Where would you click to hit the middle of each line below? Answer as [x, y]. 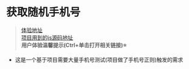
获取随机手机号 [43, 12]
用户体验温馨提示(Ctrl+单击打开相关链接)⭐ [74, 45]
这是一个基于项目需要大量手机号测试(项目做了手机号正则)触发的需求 [99, 59]
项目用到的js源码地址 [47, 37]
